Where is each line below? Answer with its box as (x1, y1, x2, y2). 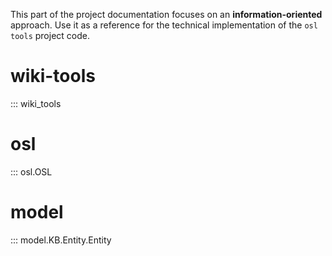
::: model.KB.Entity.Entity (10, 234, 112, 246)
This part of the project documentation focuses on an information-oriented (10, 9, 323, 20)
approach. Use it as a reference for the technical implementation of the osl (10, 19, 318, 31)
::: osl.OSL (10, 165, 53, 178)
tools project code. (10, 30, 90, 41)
